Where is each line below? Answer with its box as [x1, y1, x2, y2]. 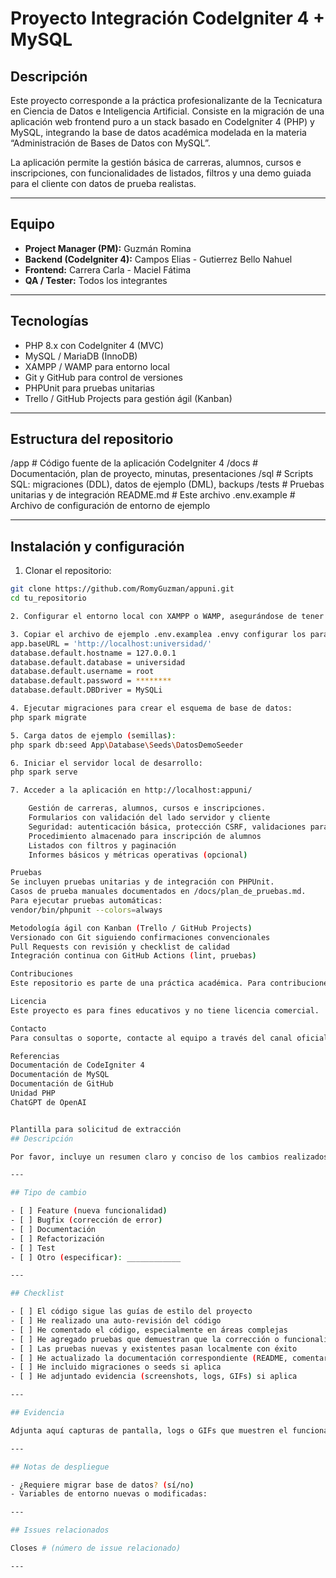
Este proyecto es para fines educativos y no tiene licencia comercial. [10, 1005, 320, 1016]
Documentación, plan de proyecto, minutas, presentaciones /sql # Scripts [10, 468, 314, 480]
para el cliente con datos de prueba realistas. [10, 178, 197, 189]
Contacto [10, 1023, 47, 1034]
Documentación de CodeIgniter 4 [10, 1060, 145, 1071]
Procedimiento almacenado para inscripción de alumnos [28, 831, 262, 841]
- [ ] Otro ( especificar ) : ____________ [10, 1252, 182, 1262]
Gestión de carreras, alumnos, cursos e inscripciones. [28, 803, 267, 814]
